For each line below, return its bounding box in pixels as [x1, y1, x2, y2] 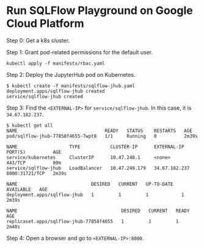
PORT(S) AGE [6, 149, 62, 155]
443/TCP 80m [6, 160, 62, 166]
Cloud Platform [6, 16, 84, 30]
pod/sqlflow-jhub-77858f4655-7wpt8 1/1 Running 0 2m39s [6, 133, 199, 139]
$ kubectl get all [6, 122, 53, 129]
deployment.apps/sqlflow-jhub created [6, 88, 105, 94]
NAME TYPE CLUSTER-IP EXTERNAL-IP [6, 144, 184, 150]
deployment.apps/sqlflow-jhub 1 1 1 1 [6, 191, 184, 198]
